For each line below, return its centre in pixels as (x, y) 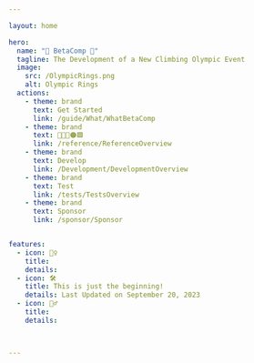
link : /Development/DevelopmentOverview (110, 169)
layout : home (33, 25)
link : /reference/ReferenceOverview (102, 144)
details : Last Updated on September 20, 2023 (113, 295)
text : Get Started (67, 110)
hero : (19, 42)
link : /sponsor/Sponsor (78, 220)
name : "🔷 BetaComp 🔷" (58, 51)
